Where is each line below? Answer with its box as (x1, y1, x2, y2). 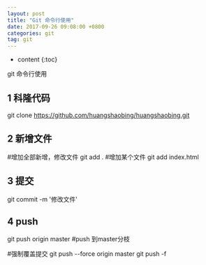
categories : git (7, 29, 54, 37)
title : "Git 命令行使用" (7, 17, 75, 24)
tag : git (7, 36, 33, 43)
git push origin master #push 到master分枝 (7, 235, 131, 243)
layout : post (7, 10, 45, 17)
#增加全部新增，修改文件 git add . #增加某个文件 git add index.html (7, 153, 199, 161)
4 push (7, 215, 38, 227)
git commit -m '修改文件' (7, 195, 78, 203)
